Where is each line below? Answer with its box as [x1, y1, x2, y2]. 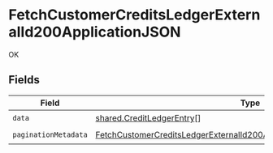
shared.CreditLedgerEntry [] [95, 113, 201, 124]
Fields [8, 73, 41, 87]
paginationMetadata [12, 130, 88, 139]
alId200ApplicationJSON [8, 23, 181, 41]
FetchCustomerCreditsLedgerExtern [8, 6, 261, 24]
